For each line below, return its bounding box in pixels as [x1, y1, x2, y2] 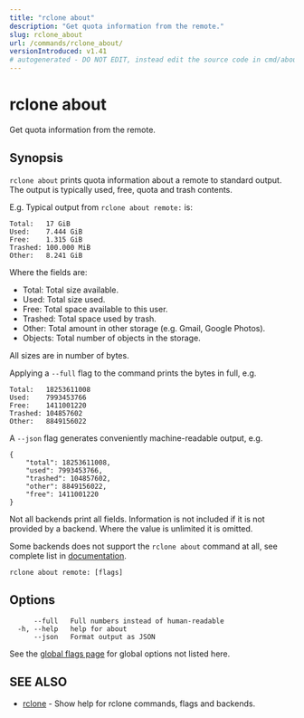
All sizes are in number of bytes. [9, 349, 129, 360]
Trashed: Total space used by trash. [22, 313, 157, 324]
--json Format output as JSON [33, 632, 156, 641]
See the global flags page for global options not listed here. [9, 648, 231, 659]
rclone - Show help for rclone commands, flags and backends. [22, 698, 256, 709]
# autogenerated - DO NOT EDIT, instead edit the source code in [9, 55, 261, 64]
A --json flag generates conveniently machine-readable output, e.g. [9, 432, 263, 444]
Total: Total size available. [22, 284, 119, 295]
